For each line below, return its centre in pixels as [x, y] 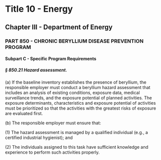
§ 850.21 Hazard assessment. [36, 70]
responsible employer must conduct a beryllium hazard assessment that [78, 88]
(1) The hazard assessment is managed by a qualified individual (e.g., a [77, 133]
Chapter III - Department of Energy [59, 27]
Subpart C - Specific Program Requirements [51, 59]
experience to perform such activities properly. [52, 152]
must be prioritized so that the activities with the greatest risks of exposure [81, 108]
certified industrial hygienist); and [39, 137]
